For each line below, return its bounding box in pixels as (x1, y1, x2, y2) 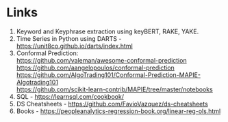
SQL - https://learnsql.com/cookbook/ (16, 92, 125, 100)
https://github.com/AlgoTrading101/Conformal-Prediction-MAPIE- (16, 70, 201, 79)
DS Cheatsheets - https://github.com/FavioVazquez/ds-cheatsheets (16, 100, 208, 108)
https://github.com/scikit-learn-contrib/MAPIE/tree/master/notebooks (16, 85, 213, 93)
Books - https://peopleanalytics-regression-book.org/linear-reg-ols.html (16, 107, 221, 115)
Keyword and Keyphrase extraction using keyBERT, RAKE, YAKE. (16, 27, 199, 35)
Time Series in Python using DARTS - (16, 34, 122, 42)
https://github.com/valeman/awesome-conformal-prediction (16, 56, 187, 64)
